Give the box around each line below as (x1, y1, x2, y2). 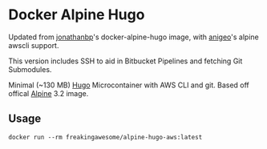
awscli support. (8, 40, 59, 50)
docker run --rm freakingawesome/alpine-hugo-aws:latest (8, 133, 203, 141)
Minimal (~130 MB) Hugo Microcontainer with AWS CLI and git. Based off (8, 80, 250, 90)
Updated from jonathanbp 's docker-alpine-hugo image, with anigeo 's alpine (8, 32, 259, 42)
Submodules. (8, 64, 52, 74)
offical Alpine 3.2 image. (8, 88, 89, 98)
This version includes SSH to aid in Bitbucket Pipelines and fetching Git (8, 56, 243, 66)
